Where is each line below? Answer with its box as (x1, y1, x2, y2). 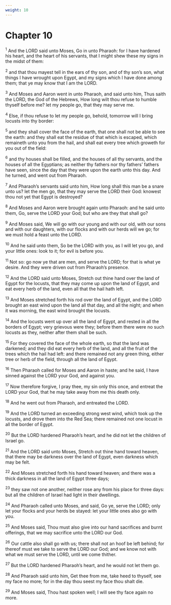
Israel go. (5, 437, 25, 443)
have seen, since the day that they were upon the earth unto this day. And (5, 167, 161, 173)
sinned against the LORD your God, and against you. (5, 373, 115, 379)
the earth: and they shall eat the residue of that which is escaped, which (5, 134, 157, 140)
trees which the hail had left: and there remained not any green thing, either (5, 351, 164, 357)
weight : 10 (5, 7, 29, 13)
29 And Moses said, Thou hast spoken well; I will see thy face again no (5, 588, 154, 595)
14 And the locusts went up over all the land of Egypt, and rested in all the (5, 317, 159, 325)
